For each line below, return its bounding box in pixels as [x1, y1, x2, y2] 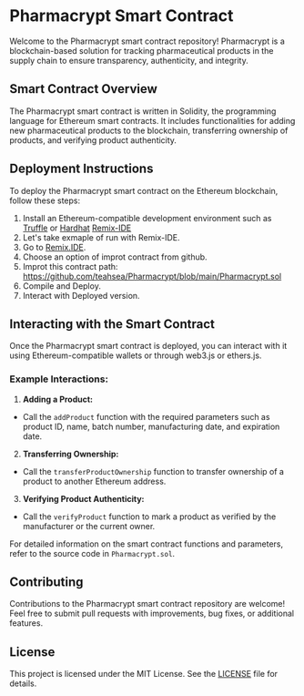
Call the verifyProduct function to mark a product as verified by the [22, 511, 277, 522]
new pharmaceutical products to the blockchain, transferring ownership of [9, 125, 289, 136]
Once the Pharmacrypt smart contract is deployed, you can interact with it [9, 341, 288, 352]
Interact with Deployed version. [22, 290, 140, 301]
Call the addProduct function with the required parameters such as [22, 411, 270, 422]
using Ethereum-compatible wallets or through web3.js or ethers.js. [9, 350, 262, 361]
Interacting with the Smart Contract [9, 316, 216, 332]
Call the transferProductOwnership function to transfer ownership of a [22, 466, 285, 476]
